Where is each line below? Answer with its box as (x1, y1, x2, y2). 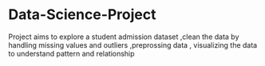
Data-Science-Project (8, 6, 157, 24)
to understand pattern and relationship (8, 49, 135, 58)
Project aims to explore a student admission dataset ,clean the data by (8, 32, 239, 41)
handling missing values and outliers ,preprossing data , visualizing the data (8, 40, 258, 49)
